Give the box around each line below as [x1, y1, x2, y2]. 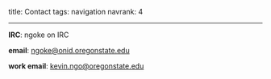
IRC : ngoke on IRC [8, 30, 69, 39]
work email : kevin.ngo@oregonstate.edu [8, 61, 144, 71]
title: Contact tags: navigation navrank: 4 [8, 7, 144, 16]
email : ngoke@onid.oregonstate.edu [8, 46, 131, 55]
